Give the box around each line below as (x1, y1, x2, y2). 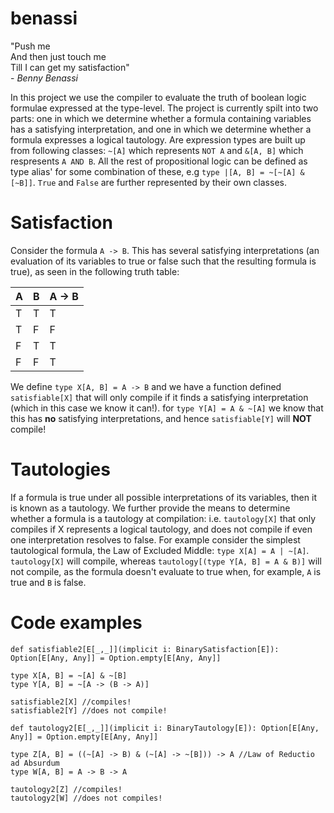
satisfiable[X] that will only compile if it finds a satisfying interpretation (10, 391, 309, 403)
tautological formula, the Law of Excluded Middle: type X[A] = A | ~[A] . (10, 544, 310, 556)
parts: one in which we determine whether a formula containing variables (10, 112, 312, 124)
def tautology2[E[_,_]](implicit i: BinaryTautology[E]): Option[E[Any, (10, 723, 320, 733)
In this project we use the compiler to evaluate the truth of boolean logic (10, 91, 307, 103)
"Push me (10, 40, 51, 52)
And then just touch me (10, 50, 107, 62)
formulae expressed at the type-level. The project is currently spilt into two (10, 102, 319, 114)
